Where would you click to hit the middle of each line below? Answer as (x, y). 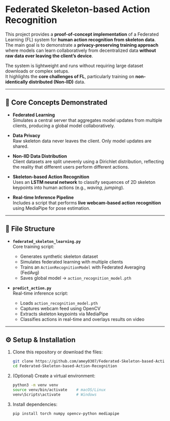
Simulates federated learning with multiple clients (71, 262)
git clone (23, 362)
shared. (20, 146)
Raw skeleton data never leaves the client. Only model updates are (82, 141)
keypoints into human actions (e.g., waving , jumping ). (68, 187)
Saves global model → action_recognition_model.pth (76, 278)
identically (17, 82)
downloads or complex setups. (37, 71)
